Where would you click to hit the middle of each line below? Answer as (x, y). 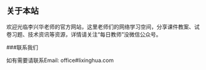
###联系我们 (22, 47)
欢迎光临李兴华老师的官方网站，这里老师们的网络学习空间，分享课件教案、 (100, 27)
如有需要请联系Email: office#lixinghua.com (60, 60)
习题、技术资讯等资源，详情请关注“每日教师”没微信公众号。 (86, 34)
